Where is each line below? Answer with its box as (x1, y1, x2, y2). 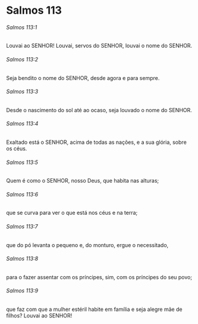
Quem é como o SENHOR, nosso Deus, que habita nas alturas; (6, 177, 159, 184)
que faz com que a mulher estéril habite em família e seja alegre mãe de (6, 306, 183, 313)
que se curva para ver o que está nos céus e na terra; (6, 209, 138, 217)
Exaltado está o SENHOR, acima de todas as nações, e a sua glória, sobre (6, 138, 187, 146)
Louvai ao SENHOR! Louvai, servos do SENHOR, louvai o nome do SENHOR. (6, 42, 193, 50)
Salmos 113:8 (6, 255, 39, 263)
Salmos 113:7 (6, 223, 38, 230)
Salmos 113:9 (6, 287, 39, 294)
